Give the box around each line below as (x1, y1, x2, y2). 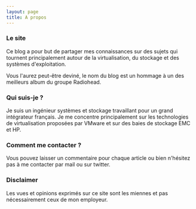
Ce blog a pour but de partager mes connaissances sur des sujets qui (6, 47, 178, 54)
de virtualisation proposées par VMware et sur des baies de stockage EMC (6, 120, 191, 127)
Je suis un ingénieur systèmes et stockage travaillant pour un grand (6, 107, 173, 114)
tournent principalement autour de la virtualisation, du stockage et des (6, 54, 179, 61)
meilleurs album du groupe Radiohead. (6, 78, 102, 86)
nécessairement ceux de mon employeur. (6, 196, 108, 203)
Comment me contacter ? (6, 141, 82, 150)
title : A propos (6, 14, 47, 20)
